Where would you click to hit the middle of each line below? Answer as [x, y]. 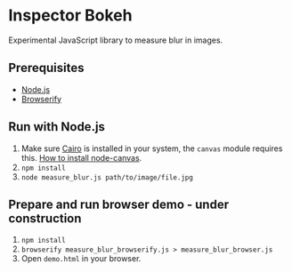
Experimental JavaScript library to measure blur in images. [116, 40]
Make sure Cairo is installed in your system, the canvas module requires [152, 148]
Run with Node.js [57, 127]
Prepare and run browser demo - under [118, 204]
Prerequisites [46, 68]
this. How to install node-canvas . [81, 157]
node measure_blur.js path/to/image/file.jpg [107, 177]
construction [45, 218]
